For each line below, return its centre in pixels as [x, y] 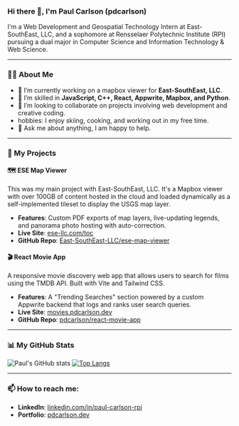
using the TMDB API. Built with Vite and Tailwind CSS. [86, 283]
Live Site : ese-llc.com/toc [55, 233]
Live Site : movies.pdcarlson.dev [65, 311]
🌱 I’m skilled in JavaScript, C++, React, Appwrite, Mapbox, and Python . [124, 97]
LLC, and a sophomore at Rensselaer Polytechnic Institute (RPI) [133, 34]
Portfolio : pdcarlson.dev [54, 415]
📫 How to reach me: [43, 389]
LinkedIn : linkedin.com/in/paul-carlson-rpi [80, 407]
